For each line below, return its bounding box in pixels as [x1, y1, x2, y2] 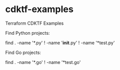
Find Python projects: [5, 30, 50, 36]
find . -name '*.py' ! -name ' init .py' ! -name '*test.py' [5, 39, 115, 46]
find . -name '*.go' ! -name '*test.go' [5, 59, 81, 65]
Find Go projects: [5, 49, 42, 55]
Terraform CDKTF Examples [5, 20, 64, 26]
